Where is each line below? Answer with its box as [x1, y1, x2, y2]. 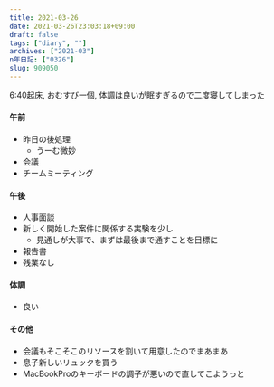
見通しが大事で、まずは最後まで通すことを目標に [35, 234, 219, 245]
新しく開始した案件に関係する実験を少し [22, 223, 174, 234]
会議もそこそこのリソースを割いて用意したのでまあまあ [22, 345, 229, 356]
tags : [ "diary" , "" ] [9, 38, 88, 48]
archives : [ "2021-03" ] [9, 47, 95, 56]
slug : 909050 [9, 64, 59, 73]
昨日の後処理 [22, 134, 71, 145]
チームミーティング [22, 168, 94, 179]
